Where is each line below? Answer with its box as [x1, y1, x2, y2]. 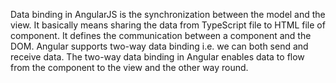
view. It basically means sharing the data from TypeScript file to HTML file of [10, 19, 326, 31]
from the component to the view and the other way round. [10, 62, 249, 73]
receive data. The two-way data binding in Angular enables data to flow [10, 51, 305, 63]
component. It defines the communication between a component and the [10, 30, 312, 41]
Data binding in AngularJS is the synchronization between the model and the [10, 9, 326, 20]
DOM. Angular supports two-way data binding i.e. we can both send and [10, 40, 309, 52]
